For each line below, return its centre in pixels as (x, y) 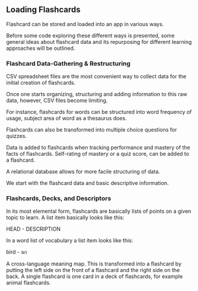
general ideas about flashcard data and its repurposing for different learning (99, 41)
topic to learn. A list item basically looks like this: (65, 218)
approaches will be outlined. (41, 48)
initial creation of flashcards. (41, 83)
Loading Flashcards (44, 10)
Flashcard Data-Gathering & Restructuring (68, 63)
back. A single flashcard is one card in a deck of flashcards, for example (95, 276)
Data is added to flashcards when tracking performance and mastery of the (98, 148)
